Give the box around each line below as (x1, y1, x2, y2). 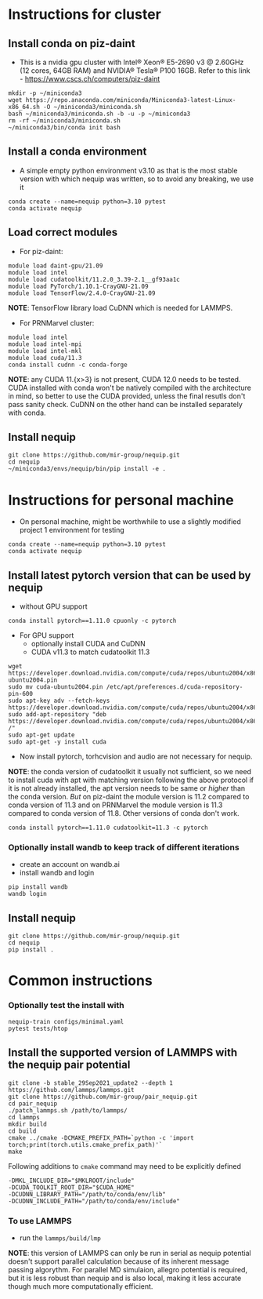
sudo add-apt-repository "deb (8, 711, 107, 719)
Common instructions (8, 972, 153, 990)
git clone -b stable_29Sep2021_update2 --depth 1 (8, 1079, 174, 1087)
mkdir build (8, 1120, 47, 1128)
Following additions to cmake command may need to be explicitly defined (8, 1161, 241, 1170)
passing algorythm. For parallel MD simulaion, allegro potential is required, (8, 1264, 248, 1274)
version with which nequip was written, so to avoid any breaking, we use (19, 174, 254, 184)
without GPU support (19, 602, 88, 611)
